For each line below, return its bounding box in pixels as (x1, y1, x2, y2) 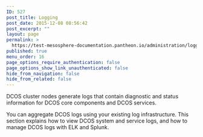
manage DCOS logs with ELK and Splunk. (6, 124, 109, 131)
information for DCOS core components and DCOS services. (6, 99, 157, 106)
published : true (6, 48, 47, 54)
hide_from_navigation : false (6, 71, 80, 77)
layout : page (6, 31, 39, 37)
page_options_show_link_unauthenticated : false (6, 65, 129, 71)
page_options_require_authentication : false (6, 59, 120, 65)
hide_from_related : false (6, 76, 71, 82)
